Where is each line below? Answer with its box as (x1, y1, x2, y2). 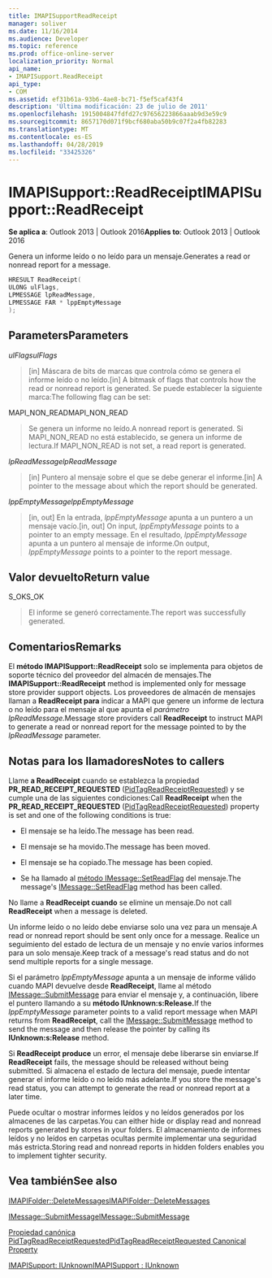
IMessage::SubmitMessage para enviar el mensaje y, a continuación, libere (8, 989, 259, 999)
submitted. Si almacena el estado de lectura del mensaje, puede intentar (8, 1066, 250, 1076)
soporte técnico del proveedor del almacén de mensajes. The (8, 670, 212, 680)
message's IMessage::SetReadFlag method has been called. (19, 881, 222, 891)
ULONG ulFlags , (8, 284, 60, 292)
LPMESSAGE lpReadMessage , (8, 291, 96, 299)
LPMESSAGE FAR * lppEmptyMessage (8, 298, 122, 306)
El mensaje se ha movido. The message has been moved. (19, 841, 211, 851)
